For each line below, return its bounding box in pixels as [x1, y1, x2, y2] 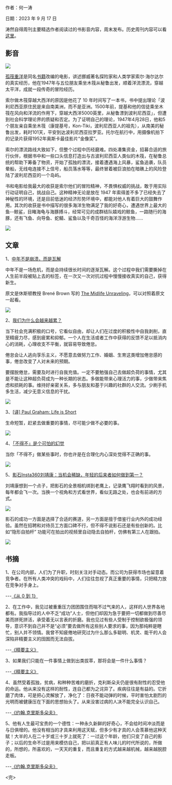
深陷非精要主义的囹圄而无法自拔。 [5, 636, 77, 642]
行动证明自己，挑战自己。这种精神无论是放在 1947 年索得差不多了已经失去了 [5, 189, 166, 195]
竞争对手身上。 [9, 582, 41, 588]
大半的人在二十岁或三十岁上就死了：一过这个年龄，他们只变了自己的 [14, 733, 158, 739]
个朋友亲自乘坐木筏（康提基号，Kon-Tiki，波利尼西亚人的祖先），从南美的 [5, 123, 160, 129]
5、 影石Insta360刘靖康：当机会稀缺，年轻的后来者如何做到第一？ [5, 471, 143, 478]
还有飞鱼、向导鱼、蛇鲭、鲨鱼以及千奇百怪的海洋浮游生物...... [14, 215, 143, 221]
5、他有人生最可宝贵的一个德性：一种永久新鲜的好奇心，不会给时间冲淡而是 [5, 720, 165, 727]
